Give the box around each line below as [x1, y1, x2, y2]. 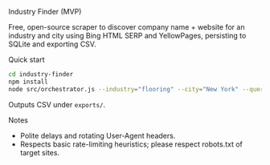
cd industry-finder [8, 70, 74, 78]
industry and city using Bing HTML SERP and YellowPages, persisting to [8, 31, 247, 40]
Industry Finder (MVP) [8, 7, 82, 16]
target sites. [19, 147, 60, 157]
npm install [8, 78, 48, 86]
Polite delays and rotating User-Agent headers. [19, 131, 176, 140]
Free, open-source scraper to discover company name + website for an [8, 22, 245, 31]
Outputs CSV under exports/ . [8, 99, 106, 109]
